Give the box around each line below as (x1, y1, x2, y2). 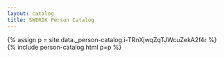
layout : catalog (7, 10, 54, 17)
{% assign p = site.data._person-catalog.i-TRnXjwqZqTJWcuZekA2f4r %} (7, 35, 217, 43)
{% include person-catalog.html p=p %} (7, 43, 122, 51)
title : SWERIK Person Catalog (7, 17, 95, 23)
